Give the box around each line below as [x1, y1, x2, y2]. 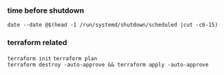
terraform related [7, 38, 67, 48]
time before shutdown [7, 6, 84, 15]
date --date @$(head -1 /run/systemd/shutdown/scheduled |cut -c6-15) [7, 22, 218, 29]
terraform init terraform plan [7, 55, 98, 62]
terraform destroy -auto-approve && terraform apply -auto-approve [7, 61, 209, 68]
